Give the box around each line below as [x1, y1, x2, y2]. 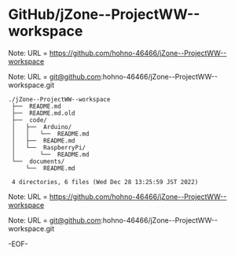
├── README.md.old [11, 109, 76, 117]
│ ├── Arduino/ [11, 123, 72, 131]
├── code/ [11, 116, 47, 124]
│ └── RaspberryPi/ [11, 143, 86, 151]
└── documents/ [11, 157, 65, 165]
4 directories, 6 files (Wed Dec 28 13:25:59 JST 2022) [11, 178, 199, 186]
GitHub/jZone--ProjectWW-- [8, 6, 200, 24]
